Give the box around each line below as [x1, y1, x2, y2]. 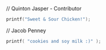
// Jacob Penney [6, 26, 47, 34]
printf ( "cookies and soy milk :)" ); [6, 38, 101, 44]
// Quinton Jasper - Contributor [6, 5, 82, 12]
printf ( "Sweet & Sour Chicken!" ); [6, 16, 91, 22]
